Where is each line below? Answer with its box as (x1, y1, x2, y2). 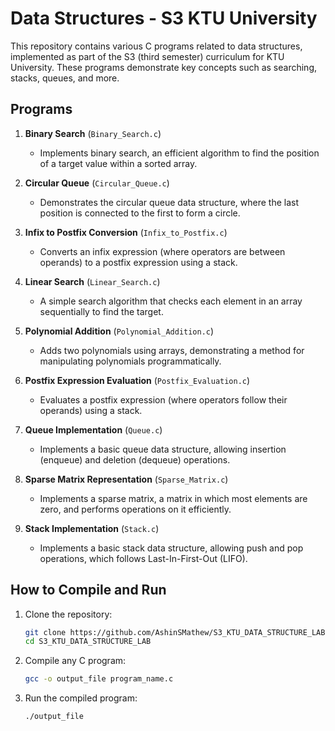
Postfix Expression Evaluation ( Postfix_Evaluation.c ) (24, 374, 251, 386)
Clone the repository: (24, 608, 113, 620)
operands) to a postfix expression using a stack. (39, 256, 238, 268)
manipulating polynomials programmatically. (39, 355, 222, 367)
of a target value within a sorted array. (39, 157, 198, 169)
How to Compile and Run (10, 582, 167, 599)
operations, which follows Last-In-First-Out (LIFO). (39, 552, 248, 564)
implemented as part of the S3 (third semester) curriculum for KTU (10, 50, 285, 62)
